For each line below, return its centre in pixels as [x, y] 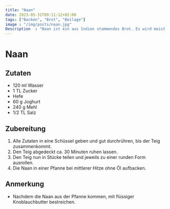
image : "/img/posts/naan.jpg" [39, 24]
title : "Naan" [20, 10]
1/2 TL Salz [24, 112]
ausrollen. [23, 162]
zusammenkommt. [32, 146]
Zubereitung [26, 129]
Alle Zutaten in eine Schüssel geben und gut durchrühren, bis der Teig [86, 141]
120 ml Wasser [28, 85]
